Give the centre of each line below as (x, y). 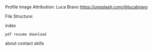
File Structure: (19, 16)
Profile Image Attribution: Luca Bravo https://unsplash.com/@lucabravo (76, 7)
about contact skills (25, 43)
